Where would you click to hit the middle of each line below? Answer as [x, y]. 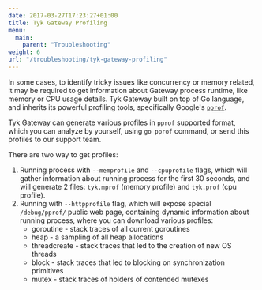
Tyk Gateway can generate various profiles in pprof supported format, [122, 122]
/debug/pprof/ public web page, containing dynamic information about [135, 212]
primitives [47, 270]
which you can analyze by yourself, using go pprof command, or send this [129, 130]
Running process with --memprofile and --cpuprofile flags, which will [133, 170]
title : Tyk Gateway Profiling [58, 23]
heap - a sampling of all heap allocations [97, 237]
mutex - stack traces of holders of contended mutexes [120, 279]
